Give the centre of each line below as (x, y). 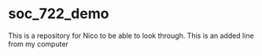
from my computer (39, 43)
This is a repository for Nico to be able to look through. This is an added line (131, 35)
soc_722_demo (59, 14)
